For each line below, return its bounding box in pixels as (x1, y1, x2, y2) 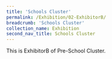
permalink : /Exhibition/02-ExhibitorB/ (6, 14, 107, 20)
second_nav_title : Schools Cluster (6, 31, 96, 37)
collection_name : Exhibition (6, 25, 79, 32)
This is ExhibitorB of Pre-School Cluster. (6, 47, 106, 54)
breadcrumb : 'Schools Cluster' (6, 20, 85, 26)
